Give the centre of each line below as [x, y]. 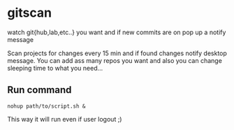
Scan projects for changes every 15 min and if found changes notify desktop [117, 53]
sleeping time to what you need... [55, 68]
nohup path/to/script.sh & [46, 106]
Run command [39, 90]
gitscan [30, 13]
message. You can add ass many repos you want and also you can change [115, 60]
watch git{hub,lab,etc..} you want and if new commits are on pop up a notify [117, 32]
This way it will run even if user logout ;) [65, 119]
